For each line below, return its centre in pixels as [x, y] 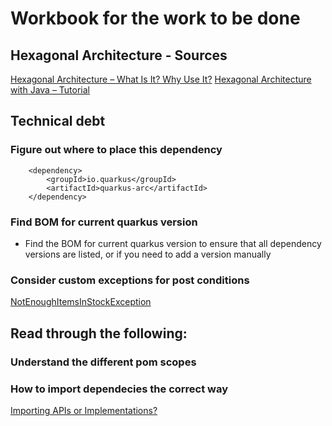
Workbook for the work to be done [155, 18]
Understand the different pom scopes [103, 362]
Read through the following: [99, 333]
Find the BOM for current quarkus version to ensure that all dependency [173, 243]
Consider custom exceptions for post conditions [130, 280]
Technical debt [58, 121]
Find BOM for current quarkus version [104, 222]
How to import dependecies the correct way [119, 389]
